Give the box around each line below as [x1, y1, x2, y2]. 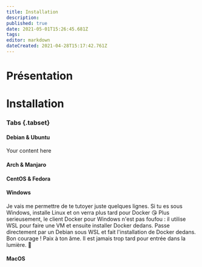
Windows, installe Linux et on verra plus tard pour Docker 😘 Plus [6, 209, 170, 216]
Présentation [6, 69, 73, 83]
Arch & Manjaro [6, 161, 47, 168]
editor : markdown [6, 37, 50, 43]
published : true [6, 20, 47, 26]
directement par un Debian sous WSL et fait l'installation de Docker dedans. [6, 228, 197, 235]
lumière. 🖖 [6, 241, 32, 248]
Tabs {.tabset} [6, 119, 50, 127]
